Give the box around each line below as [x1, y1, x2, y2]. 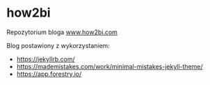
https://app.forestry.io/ [16, 70, 82, 78]
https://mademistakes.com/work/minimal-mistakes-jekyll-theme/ [16, 62, 203, 70]
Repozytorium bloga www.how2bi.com [6, 28, 118, 36]
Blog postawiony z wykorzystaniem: [6, 41, 111, 49]
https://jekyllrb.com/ [16, 54, 76, 63]
